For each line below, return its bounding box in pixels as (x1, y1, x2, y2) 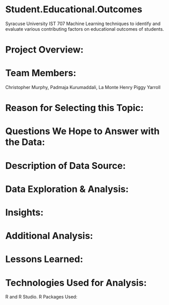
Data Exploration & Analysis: (5, 183, 129, 195)
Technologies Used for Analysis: (5, 277, 147, 289)
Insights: (5, 207, 44, 218)
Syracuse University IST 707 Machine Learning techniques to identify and (5, 20, 161, 27)
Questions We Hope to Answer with (5, 125, 160, 137)
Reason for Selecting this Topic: (5, 102, 144, 114)
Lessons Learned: (5, 253, 83, 265)
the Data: (5, 137, 45, 148)
